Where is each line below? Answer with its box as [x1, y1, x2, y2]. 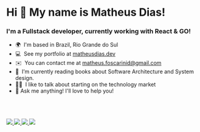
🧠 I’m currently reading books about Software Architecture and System [15, 68, 195, 75]
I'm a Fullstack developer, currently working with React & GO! [6, 27, 191, 36]
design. [15, 74, 35, 82]
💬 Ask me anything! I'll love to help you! [15, 87, 114, 94]
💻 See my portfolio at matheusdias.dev [15, 50, 116, 58]
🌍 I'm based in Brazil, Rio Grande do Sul [15, 41, 119, 48]
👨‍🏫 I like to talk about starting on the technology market [15, 81, 156, 88]
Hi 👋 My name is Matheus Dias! [6, 5, 166, 19]
